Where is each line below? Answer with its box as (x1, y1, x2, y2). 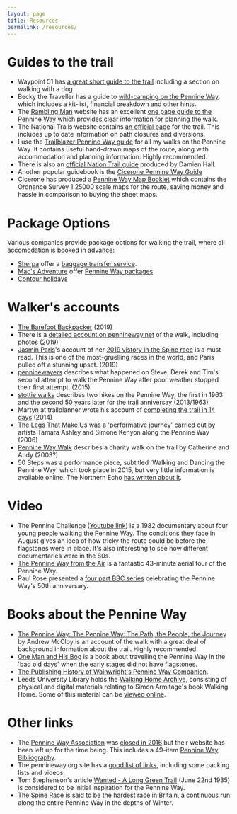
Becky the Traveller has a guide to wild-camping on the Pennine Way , (17, 93, 221, 101)
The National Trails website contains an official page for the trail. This (17, 122, 220, 131)
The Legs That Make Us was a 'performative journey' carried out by (17, 420, 216, 429)
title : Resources (7, 17, 59, 24)
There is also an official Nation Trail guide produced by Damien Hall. (17, 160, 216, 168)
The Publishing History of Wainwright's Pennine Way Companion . (17, 667, 209, 676)
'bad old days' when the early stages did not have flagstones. (17, 660, 198, 669)
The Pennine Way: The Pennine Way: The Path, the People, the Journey (17, 630, 227, 638)
